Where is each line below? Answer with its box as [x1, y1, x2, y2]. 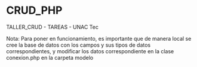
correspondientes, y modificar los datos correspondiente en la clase [6, 47, 174, 54]
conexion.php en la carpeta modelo [6, 54, 94, 61]
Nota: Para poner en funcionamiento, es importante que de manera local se [6, 35, 192, 42]
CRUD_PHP [6, 4, 63, 17]
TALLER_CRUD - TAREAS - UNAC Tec [6, 23, 98, 31]
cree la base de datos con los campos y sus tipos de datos [6, 41, 151, 48]
